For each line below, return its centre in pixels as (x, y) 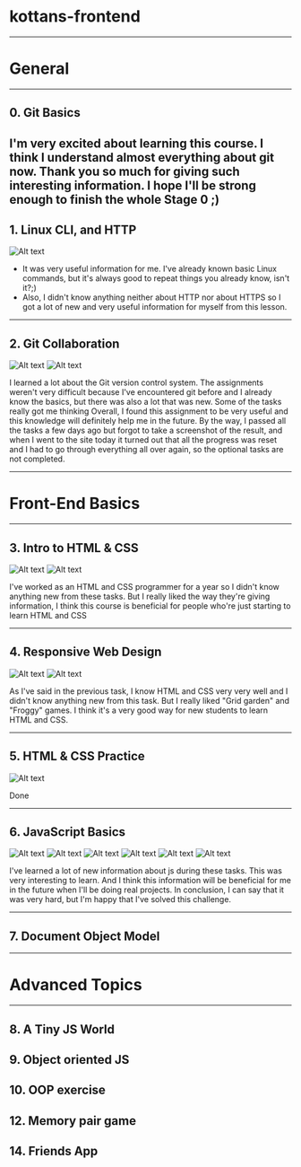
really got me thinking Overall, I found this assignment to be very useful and (149, 411)
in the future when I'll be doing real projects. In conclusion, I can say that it (147, 890)
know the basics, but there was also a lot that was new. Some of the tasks (146, 402)
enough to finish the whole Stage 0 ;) (114, 199)
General (39, 69)
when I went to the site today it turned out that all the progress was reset (143, 440)
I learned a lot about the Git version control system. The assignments (137, 382)
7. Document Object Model (85, 936)
